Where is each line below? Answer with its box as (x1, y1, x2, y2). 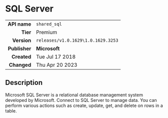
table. (5, 107, 17, 113)
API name (8, 21, 32, 28)
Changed (9, 61, 32, 68)
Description (5, 78, 43, 87)
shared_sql (36, 21, 62, 27)
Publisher (8, 45, 32, 52)
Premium (36, 29, 58, 36)
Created (12, 53, 32, 60)
